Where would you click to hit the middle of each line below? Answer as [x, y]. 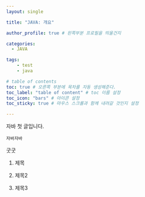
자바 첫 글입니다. [25, 126]
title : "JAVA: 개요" [30, 22]
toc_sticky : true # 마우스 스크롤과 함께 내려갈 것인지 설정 [72, 104]
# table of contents [32, 81]
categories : [21, 44]
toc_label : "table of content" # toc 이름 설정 [63, 92]
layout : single [25, 12]
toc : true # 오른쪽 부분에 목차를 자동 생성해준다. [61, 87]
